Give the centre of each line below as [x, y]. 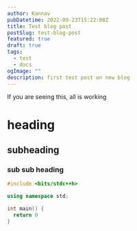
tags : [15, 52]
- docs [23, 65]
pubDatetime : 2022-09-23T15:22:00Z [58, 20]
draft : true [24, 45]
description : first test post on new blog [68, 77]
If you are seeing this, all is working [57, 97]
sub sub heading [35, 169]
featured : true [29, 39]
